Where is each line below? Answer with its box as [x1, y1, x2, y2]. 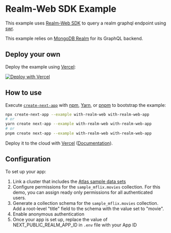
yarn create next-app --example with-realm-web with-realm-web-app [5, 121, 152, 127]
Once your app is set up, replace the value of [12, 216, 108, 222]
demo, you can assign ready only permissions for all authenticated [12, 189, 153, 195]
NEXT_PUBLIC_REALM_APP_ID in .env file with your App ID [12, 222, 137, 228]
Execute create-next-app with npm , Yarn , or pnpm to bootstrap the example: [5, 102, 166, 108]
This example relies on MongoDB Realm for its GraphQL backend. [5, 35, 143, 41]
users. [12, 195, 27, 201]
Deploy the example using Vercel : [5, 63, 76, 69]
